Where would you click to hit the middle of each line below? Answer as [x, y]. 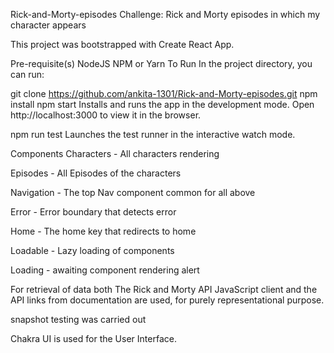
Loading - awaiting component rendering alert [105, 270]
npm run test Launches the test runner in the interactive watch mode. [153, 134]
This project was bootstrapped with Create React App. [122, 44]
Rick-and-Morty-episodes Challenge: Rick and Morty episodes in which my [165, 14]
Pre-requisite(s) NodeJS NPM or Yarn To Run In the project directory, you [161, 63]
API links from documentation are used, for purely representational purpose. [167, 300]
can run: [27, 74]
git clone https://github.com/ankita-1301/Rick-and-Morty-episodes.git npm [164, 93]
